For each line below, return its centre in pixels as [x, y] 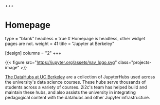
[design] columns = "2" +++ [33, 53]
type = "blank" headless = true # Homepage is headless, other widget [75, 38]
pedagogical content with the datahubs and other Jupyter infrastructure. [78, 97]
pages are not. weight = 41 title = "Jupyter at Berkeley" [60, 44]
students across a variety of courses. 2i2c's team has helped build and [76, 87]
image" [12, 67]
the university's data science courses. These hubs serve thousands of [75, 82]
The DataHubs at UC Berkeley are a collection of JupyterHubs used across [80, 77]
